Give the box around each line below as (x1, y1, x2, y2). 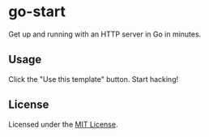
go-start (8, 2, 66, 21)
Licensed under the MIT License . (8, 119, 118, 129)
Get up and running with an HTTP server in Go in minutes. (8, 29, 202, 39)
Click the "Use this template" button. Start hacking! (8, 74, 179, 83)
